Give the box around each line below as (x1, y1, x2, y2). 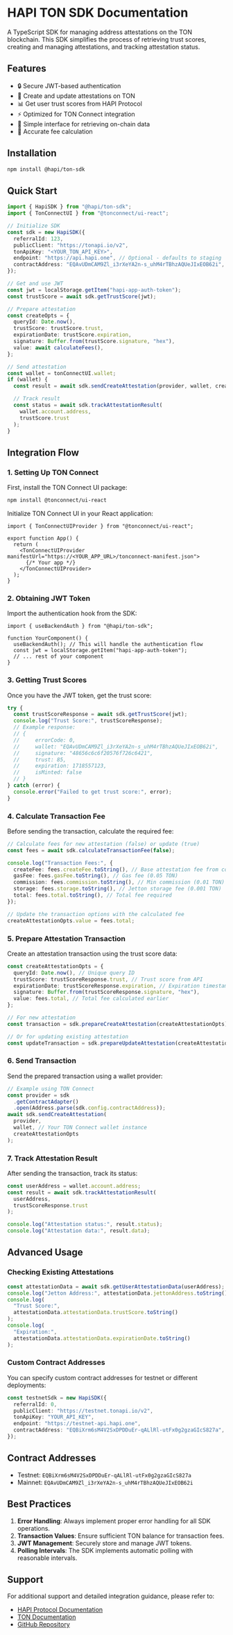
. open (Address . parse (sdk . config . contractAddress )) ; (13, 1104, 166, 1112)
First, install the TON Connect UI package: (7, 483, 128, 492)
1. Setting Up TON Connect (7, 467, 99, 477)
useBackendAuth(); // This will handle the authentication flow (13, 641, 203, 648)
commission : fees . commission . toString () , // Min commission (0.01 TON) (13, 879, 225, 886)
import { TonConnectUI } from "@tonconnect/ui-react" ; (7, 210, 169, 217)
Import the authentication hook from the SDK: (7, 609, 137, 617)
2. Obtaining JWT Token (7, 593, 91, 603)
